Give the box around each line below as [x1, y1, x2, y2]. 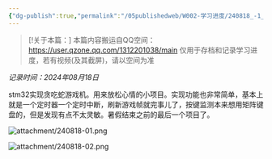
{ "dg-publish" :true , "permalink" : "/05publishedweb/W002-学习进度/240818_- [8, 11, 257, 20]
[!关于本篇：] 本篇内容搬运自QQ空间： [28, 35, 155, 44]
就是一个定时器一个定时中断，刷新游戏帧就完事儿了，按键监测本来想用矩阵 [8, 99, 257, 109]
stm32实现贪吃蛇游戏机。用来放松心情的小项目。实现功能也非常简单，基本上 [8, 90, 264, 99]
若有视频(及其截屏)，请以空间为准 [42, 55, 155, 65]
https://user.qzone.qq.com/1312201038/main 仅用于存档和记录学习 [28, 45, 251, 55]
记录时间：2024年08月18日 [8, 72, 100, 82]
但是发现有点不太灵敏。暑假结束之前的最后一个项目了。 [29, 110, 215, 119]
